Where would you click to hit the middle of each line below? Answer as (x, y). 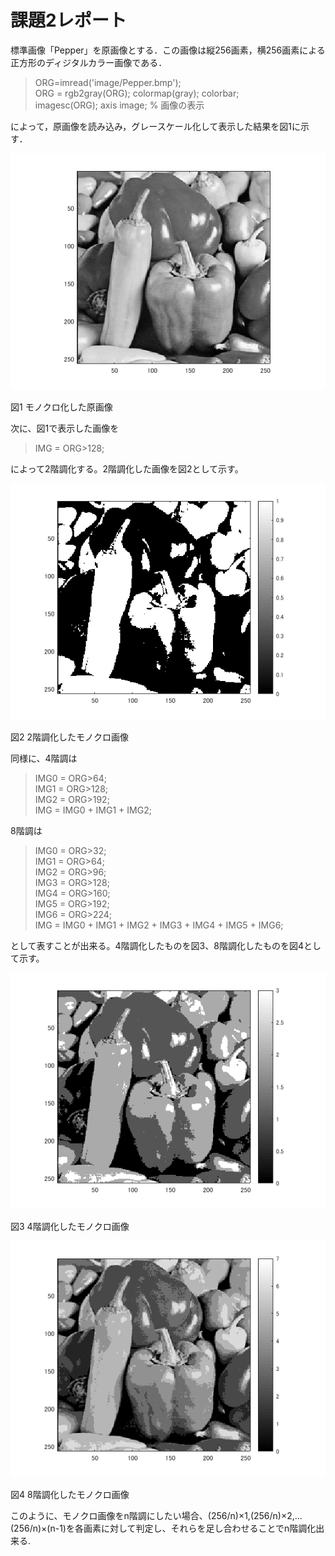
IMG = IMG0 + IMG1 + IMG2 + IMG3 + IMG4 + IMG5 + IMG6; (159, 925)
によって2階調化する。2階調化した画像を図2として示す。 (127, 468)
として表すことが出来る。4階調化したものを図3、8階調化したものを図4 (157, 945)
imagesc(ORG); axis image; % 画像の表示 (119, 105)
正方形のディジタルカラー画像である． (89, 62)
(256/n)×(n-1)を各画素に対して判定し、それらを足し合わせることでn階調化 (163, 1528)
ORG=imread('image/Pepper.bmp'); (108, 82)
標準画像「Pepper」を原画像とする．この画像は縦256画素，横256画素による (168, 50)
